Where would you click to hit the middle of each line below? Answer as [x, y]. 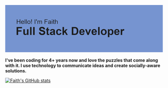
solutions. [16, 71]
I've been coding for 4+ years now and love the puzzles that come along [82, 60]
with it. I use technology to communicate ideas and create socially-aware [83, 65]
